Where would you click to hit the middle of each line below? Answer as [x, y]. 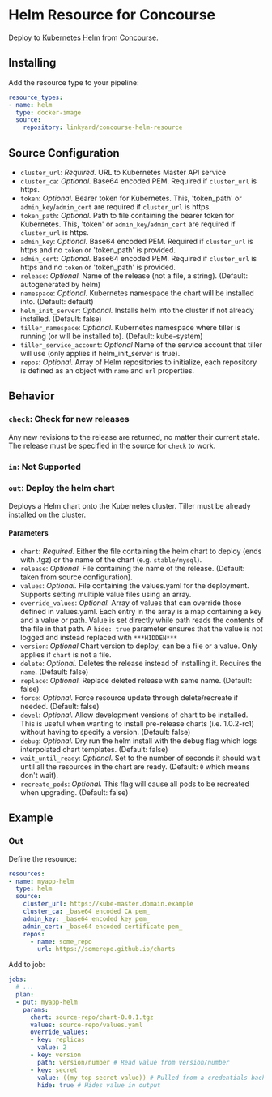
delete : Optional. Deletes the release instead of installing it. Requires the [141, 664]
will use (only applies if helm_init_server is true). [100, 353]
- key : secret [54, 1070]
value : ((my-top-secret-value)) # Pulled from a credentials [143, 1078]
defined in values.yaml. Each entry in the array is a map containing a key [141, 612]
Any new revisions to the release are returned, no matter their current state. [134, 437]
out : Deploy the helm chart [62, 488]
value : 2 [52, 1048]
